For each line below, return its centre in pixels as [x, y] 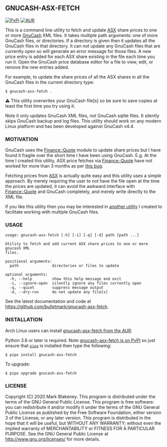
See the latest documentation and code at [48, 301]
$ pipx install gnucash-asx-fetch [41, 354]
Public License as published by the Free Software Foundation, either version [83, 412]
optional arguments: [27, 274]
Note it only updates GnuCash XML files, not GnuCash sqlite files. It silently [82, 115]
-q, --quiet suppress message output [57, 288]
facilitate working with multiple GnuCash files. [52, 212]
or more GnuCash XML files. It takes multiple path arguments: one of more [82, 35]
